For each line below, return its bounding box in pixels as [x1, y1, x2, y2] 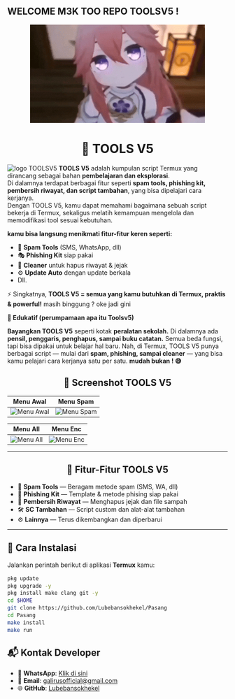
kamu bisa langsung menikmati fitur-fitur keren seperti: [7, 229, 173, 238]
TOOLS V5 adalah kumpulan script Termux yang [58, 164, 198, 172]
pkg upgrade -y [7, 582, 52, 589]
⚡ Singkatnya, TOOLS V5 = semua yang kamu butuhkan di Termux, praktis [7, 289, 226, 298]
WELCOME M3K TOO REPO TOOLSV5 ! [7, 6, 180, 17]
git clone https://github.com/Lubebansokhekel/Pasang [7, 605, 168, 612]
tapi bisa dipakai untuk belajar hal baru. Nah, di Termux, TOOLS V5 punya [7, 342, 219, 350]
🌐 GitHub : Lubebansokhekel [17, 684, 100, 692]
